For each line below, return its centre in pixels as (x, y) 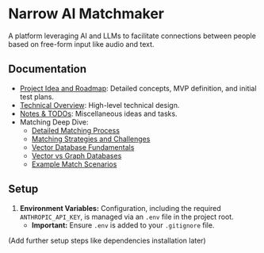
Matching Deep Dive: (54, 122)
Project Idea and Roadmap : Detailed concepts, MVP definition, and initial (138, 88)
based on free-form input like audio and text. (81, 44)
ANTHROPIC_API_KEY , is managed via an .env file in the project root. (126, 217)
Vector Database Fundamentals (83, 147)
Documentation (48, 69)
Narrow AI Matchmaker (86, 14)
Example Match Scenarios (74, 164)
